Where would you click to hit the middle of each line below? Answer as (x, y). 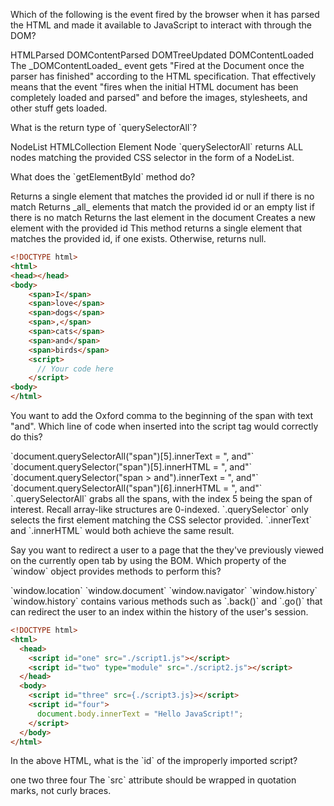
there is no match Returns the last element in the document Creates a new (163, 217)
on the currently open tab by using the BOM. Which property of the (148, 560)
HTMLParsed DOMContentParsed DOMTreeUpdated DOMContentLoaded (162, 55)
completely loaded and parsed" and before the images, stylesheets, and (159, 97)
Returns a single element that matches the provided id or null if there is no (162, 196)
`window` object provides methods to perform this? (116, 571)
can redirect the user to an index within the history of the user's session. (159, 612)
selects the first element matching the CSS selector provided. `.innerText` (161, 520)
